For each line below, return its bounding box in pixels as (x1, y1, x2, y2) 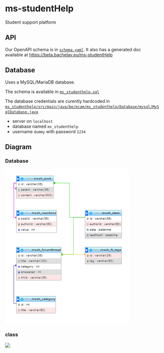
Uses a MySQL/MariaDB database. (5, 79, 75, 85)
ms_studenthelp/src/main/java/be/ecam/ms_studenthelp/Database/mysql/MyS (5, 104, 160, 109)
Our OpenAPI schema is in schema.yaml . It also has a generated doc (5, 46, 141, 52)
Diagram (5, 143, 32, 151)
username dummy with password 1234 (12, 128, 86, 134)
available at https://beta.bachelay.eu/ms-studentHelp (5, 52, 113, 58)
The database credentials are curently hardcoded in (5, 98, 110, 104)
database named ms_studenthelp (12, 123, 79, 129)
